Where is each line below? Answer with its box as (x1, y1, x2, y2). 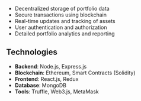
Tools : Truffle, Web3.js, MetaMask (14, 88, 99, 95)
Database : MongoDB (14, 82, 67, 89)
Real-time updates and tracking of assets (14, 18, 116, 24)
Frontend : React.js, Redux (14, 75, 79, 82)
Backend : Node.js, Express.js (14, 63, 87, 70)
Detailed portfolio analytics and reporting (14, 30, 115, 37)
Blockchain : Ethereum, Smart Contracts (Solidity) (14, 69, 136, 76)
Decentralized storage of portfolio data (14, 5, 110, 12)
